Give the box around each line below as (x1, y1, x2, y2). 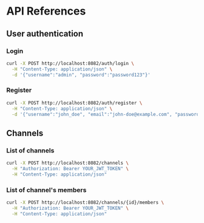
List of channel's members (6, 185, 87, 194)
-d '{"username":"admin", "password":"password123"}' (12, 72, 151, 78)
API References (6, 4, 86, 18)
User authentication (6, 29, 84, 39)
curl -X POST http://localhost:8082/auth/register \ (6, 100, 143, 106)
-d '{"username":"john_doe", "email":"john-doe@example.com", (12, 111, 172, 117)
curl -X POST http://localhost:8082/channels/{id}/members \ (6, 199, 165, 206)
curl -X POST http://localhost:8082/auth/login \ (6, 60, 135, 66)
